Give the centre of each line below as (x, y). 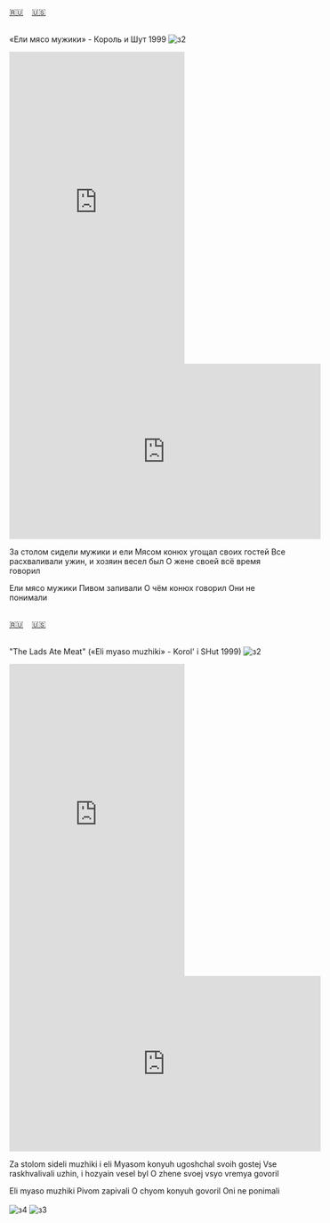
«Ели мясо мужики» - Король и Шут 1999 (88, 39)
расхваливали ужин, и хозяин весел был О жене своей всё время (135, 561)
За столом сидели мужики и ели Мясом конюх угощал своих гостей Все (148, 552)
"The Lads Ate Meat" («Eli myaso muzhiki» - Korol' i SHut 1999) (125, 652)
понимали (28, 597)
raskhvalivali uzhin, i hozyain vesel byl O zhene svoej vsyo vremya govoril (144, 1174)
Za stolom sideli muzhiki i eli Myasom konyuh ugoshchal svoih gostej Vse (143, 1164)
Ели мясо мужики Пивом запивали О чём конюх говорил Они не (132, 588)
